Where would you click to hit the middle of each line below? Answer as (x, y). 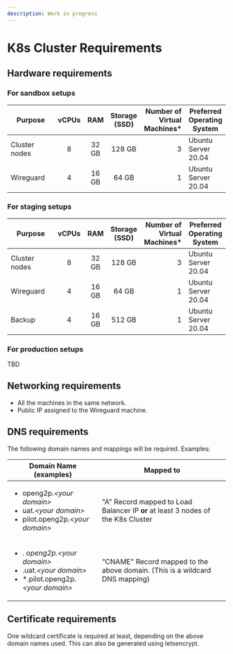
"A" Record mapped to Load (147, 501)
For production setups (45, 349)
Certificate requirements (62, 619)
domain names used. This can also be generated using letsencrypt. (103, 643)
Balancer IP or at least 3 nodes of (156, 510)
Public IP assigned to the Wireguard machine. (82, 410)
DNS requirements (48, 432)
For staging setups (40, 207)
